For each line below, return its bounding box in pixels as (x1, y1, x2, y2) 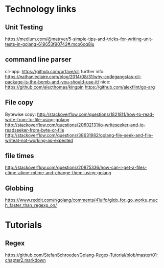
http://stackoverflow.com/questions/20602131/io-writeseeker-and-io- (5, 122, 146, 128)
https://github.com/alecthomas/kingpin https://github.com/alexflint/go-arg (5, 84, 155, 90)
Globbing (5, 184, 34, 192)
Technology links (5, 3, 77, 15)
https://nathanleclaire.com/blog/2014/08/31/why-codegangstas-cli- (5, 74, 142, 80)
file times (5, 152, 34, 160)
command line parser (5, 55, 71, 64)
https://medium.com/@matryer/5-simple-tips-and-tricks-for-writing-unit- (5, 36, 153, 42)
